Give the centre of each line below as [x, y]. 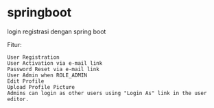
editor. [18, 99]
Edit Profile [26, 81]
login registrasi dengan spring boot [57, 31]
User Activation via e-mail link [55, 63]
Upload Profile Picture [41, 87]
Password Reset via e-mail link [53, 69]
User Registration [33, 57]
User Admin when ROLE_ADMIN [47, 75]
